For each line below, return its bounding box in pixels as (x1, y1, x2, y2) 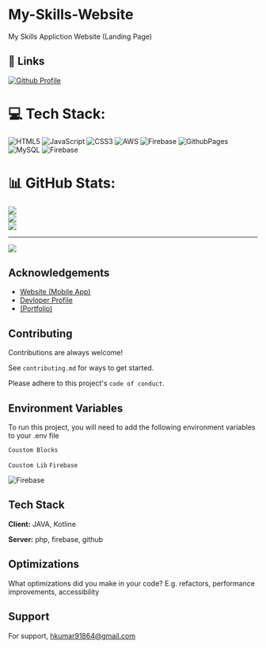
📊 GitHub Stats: (8, 174, 116, 191)
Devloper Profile (19, 295, 73, 305)
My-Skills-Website (8, 6, 134, 24)
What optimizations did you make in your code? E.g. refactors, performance (8, 578, 256, 588)
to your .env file (8, 431, 59, 441)
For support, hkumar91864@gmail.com (8, 631, 136, 640)
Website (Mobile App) (19, 287, 91, 297)
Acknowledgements (8, 267, 110, 280)
